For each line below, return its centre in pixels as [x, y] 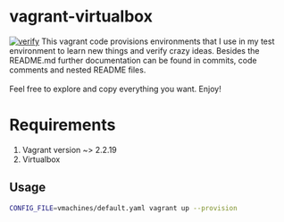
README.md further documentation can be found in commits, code [133, 60]
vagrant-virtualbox [81, 17]
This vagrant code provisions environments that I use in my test [158, 41]
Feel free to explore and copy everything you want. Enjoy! [115, 89]
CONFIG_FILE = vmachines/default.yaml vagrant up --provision [124, 208]
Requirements [63, 125]
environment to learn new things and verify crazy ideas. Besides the [134, 50]
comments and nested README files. [78, 70]
